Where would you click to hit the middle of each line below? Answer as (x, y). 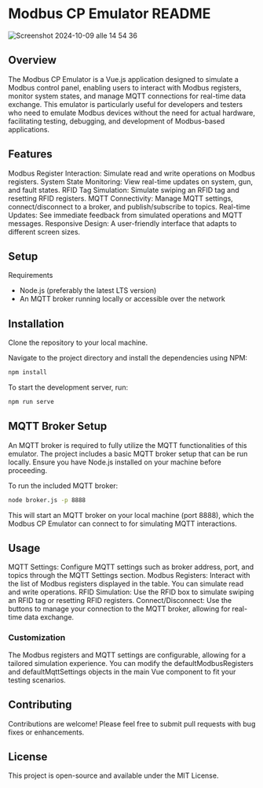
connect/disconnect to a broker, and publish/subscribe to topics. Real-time (129, 206)
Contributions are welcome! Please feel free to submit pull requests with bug (132, 723)
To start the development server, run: (68, 387)
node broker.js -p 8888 (47, 500)
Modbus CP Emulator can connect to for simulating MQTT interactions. (122, 523)
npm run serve (31, 402)
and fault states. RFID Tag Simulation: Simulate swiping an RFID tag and (124, 190)
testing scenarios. (37, 680)
